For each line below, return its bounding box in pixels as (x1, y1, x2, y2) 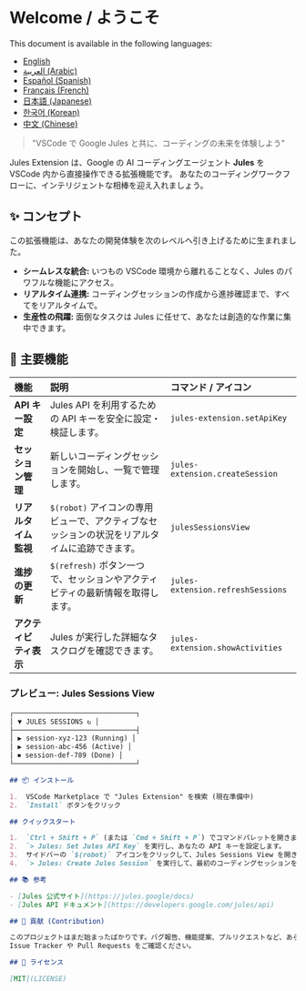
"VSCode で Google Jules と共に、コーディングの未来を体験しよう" (31, 137, 285, 148)
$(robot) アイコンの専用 (49, 501, 154, 513)
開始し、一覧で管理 (76, 463, 160, 476)
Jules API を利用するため (49, 399, 157, 411)
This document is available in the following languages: (9, 37, 212, 49)
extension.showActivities (169, 642, 283, 652)
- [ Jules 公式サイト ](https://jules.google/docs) (9, 892, 195, 901)
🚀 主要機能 (9, 351, 68, 368)
